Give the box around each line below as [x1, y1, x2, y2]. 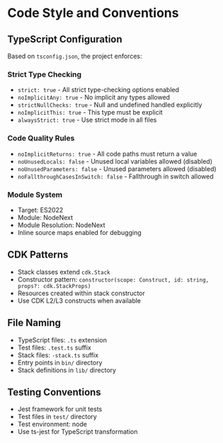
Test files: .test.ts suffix [17, 343, 92, 352]
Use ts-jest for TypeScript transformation [17, 427, 138, 436]
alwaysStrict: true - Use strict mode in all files [17, 115, 157, 125]
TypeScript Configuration [7, 33, 122, 45]
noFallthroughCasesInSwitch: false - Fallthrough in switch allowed [17, 172, 214, 180]
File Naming [7, 317, 62, 329]
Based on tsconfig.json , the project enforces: [7, 52, 142, 60]
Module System [7, 190, 63, 200]
